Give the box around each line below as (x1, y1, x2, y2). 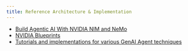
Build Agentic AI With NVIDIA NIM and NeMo (15, 25, 128, 32)
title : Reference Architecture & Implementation (6, 8, 132, 15)
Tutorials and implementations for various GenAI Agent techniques (15, 38, 183, 45)
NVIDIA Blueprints (15, 31, 61, 39)
